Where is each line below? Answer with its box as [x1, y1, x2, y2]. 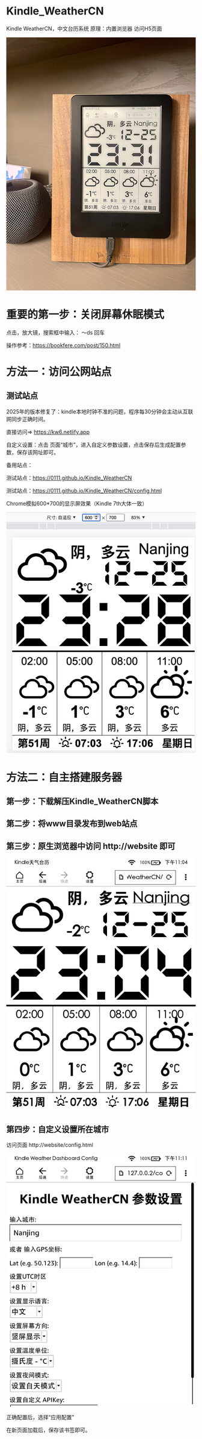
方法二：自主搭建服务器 [6, 770, 123, 784]
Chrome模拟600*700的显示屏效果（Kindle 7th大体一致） [6, 500, 148, 507]
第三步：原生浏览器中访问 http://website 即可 [6, 841, 176, 851]
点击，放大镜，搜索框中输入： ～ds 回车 [6, 328, 105, 336]
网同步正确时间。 [6, 415, 49, 422]
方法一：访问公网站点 [6, 365, 112, 379]
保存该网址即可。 [16, 448, 59, 456]
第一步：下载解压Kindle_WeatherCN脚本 [6, 796, 159, 806]
